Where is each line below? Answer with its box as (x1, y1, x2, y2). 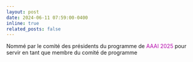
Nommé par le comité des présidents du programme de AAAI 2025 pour (6, 43, 187, 50)
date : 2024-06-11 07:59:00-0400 (6, 15, 88, 21)
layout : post (6, 9, 39, 15)
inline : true (6, 20, 39, 26)
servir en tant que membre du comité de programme (6, 49, 138, 57)
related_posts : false (6, 26, 61, 32)
